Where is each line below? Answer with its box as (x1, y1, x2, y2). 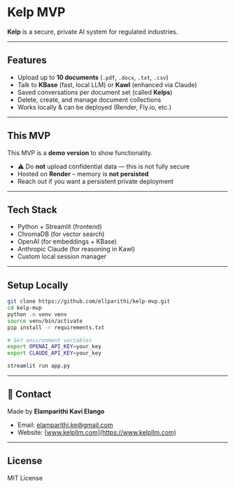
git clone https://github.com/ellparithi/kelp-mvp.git (7, 298, 171, 305)
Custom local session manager (17, 252, 107, 261)
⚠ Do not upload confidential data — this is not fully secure (17, 162, 190, 171)
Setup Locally (7, 279, 69, 291)
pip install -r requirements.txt (7, 324, 105, 331)
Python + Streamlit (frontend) (17, 223, 103, 231)
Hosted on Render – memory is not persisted (17, 169, 149, 178)
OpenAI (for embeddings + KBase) (17, 237, 117, 246)
